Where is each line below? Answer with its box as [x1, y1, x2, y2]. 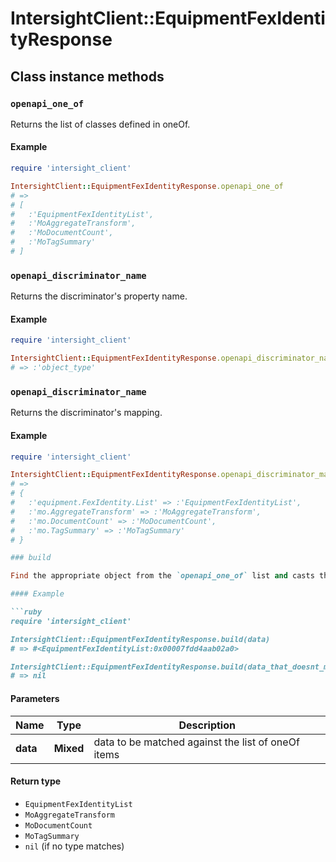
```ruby [10, 607, 43, 617]
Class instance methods [10, 68, 165, 85]
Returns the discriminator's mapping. [10, 407, 163, 419]
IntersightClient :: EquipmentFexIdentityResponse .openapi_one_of [10, 181, 284, 191]
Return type [10, 775, 62, 787]
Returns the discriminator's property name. [10, 290, 188, 302]
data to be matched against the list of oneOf [93, 735, 300, 749]
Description [178, 718, 236, 732]
